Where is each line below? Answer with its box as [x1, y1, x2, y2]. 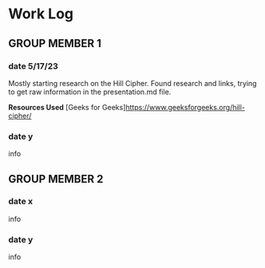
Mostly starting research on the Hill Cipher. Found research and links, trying [8, 78, 257, 88]
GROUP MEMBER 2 [8, 172, 104, 186]
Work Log [8, 5, 74, 23]
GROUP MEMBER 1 [8, 37, 102, 50]
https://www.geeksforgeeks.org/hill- [125, 102, 246, 112]
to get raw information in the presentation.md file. [8, 87, 172, 97]
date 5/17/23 [8, 61, 58, 72]
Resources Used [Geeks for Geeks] [8, 102, 126, 112]
